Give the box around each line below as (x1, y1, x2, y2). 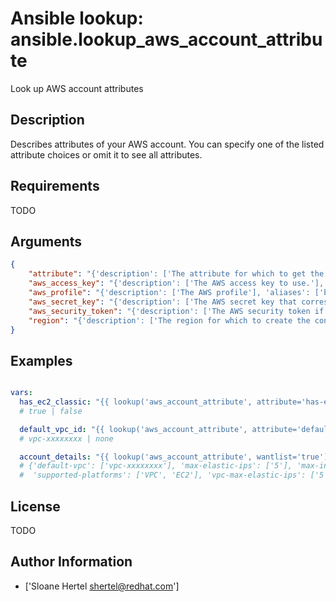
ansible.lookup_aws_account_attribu (10, 28, 323, 51)
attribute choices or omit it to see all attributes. (10, 148, 203, 161)
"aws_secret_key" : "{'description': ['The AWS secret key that (28, 297, 298, 307)
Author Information (10, 553, 133, 571)
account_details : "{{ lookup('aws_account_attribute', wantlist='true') (19, 452, 329, 462)
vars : (10, 388, 33, 398)
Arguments (10, 233, 83, 250)
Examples (10, 352, 73, 369)
